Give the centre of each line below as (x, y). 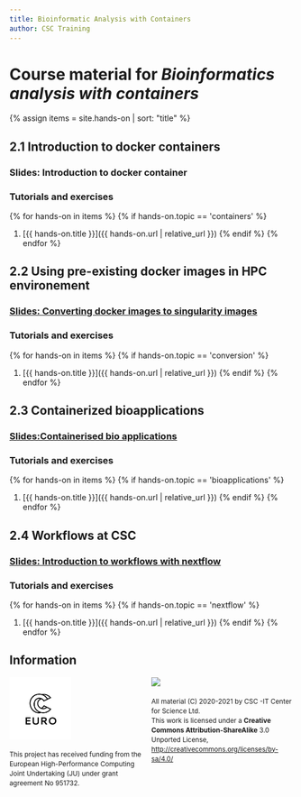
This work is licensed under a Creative (212, 720)
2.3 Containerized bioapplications (107, 411)
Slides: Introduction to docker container (98, 172)
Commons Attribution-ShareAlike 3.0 (211, 730)
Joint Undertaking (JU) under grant (64, 774)
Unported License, (180, 739)
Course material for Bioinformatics (142, 74)
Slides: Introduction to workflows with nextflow (115, 561)
